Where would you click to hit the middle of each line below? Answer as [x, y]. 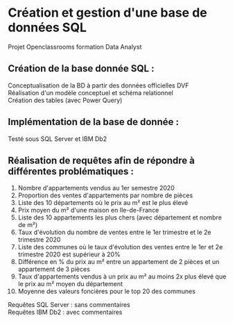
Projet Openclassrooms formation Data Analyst [75, 47]
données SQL [48, 27]
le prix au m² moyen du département [70, 284]
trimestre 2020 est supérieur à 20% [69, 254]
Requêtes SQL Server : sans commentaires [69, 305]
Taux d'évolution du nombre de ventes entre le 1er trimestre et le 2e [114, 232]
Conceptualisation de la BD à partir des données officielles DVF [98, 85]
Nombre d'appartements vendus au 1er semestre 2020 [96, 188]
